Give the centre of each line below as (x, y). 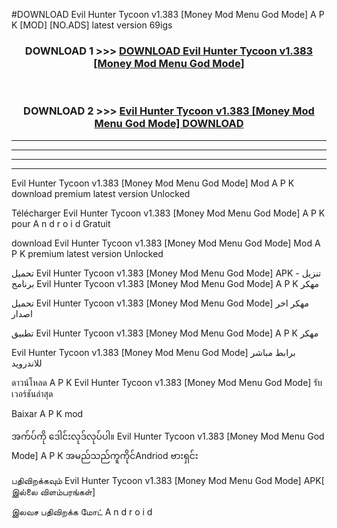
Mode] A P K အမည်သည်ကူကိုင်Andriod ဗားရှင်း (105, 455)
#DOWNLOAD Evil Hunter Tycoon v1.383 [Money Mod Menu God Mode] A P (168, 14)
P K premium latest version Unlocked (87, 253)
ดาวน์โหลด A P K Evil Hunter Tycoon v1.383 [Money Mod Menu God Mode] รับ (167, 382)
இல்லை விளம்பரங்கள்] (53, 491)
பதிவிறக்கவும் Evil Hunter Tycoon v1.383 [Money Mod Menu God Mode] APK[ (168, 480)
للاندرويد (27, 363)
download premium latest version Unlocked (101, 193)
